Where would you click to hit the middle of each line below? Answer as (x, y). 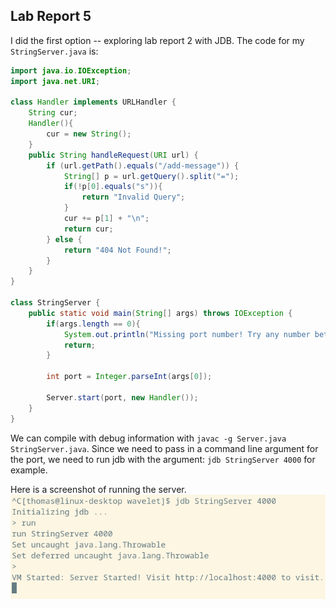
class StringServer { (55, 303)
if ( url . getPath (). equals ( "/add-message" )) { (143, 165)
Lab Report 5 (51, 16)
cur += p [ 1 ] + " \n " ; (106, 219)
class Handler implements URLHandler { (93, 102)
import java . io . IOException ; (71, 70)
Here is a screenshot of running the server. (98, 489)
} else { (64, 239)
